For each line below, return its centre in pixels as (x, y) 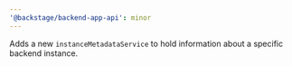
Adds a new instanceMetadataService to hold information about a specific (146, 43)
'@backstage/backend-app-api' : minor (80, 18)
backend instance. (44, 53)
